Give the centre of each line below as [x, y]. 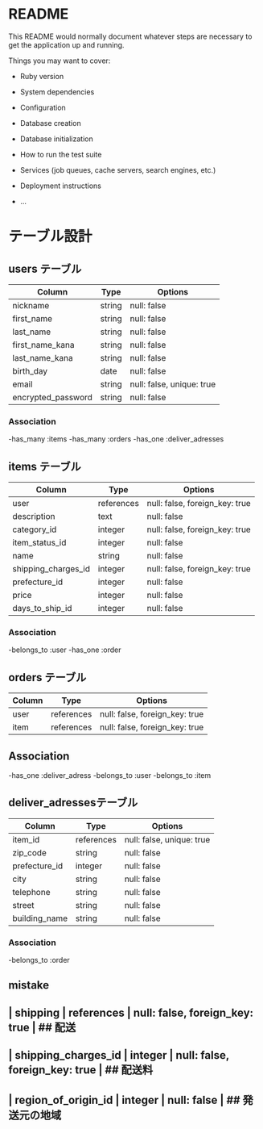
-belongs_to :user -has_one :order [65, 650]
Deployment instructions [61, 186]
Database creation [51, 123]
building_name [40, 918]
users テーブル [45, 268]
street [23, 905]
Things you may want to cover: [60, 61]
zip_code [29, 852]
